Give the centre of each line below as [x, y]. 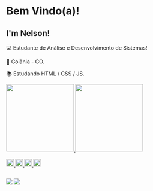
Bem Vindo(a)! [43, 11]
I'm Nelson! [28, 33]
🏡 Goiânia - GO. [25, 62]
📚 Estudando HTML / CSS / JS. [45, 74]
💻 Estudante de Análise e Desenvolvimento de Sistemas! [77, 48]
